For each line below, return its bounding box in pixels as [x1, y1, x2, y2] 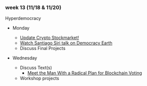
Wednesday [12, 55, 37, 61]
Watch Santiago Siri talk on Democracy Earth [19, 40, 112, 46]
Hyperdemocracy [5, 15, 41, 21]
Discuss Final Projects [19, 45, 66, 51]
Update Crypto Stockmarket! [19, 34, 79, 41]
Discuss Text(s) [19, 64, 52, 71]
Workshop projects [19, 75, 59, 81]
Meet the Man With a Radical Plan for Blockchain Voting [27, 70, 142, 76]
